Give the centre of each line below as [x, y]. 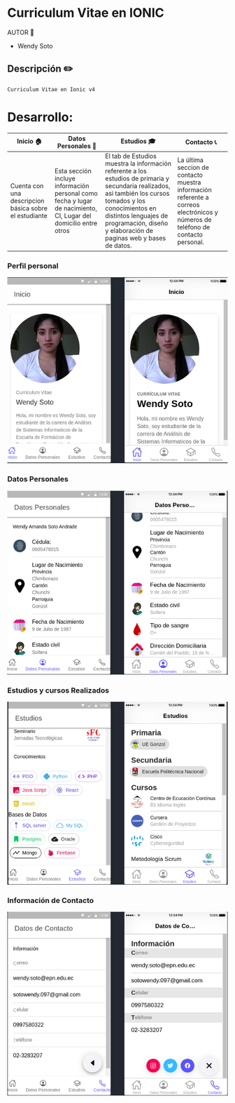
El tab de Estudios [131, 156]
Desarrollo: [40, 117]
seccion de [193, 167]
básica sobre [29, 208]
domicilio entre [76, 223]
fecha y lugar [74, 201]
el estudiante [29, 216]
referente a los [126, 171]
